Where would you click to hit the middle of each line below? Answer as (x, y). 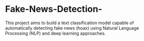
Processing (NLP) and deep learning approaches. (55, 33)
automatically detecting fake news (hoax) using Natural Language (72, 28)
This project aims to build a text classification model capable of (70, 23)
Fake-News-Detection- (54, 9)
